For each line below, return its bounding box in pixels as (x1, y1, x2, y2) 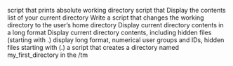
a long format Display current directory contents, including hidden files (7, 28, 212, 37)
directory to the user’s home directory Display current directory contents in (7, 21, 224, 29)
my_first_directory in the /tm (7, 51, 88, 59)
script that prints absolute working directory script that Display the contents (7, 6, 226, 14)
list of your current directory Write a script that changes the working (7, 13, 205, 22)
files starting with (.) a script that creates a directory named (7, 44, 180, 51)
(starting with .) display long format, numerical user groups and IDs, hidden (7, 36, 225, 44)
